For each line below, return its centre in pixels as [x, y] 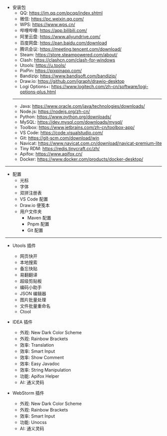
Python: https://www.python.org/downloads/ [66, 117]
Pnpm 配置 [38, 224]
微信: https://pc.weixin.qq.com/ [52, 19]
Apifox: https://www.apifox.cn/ [51, 154]
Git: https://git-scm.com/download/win [59, 138]
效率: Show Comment [42, 357]
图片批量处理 [33, 300]
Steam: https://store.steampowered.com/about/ [69, 55]
